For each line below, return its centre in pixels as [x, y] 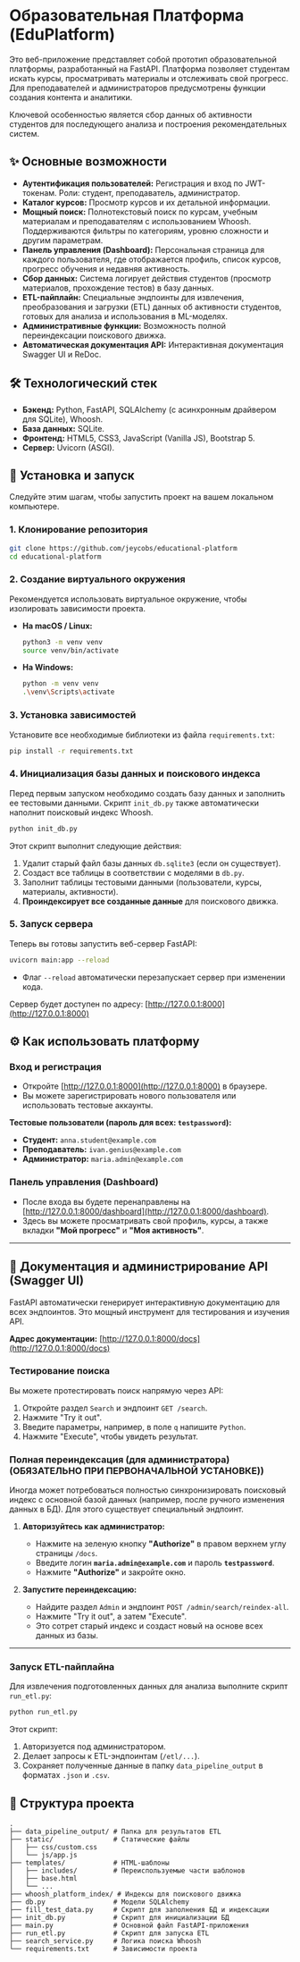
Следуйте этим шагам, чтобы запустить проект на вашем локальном [142, 497]
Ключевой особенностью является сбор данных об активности [131, 114]
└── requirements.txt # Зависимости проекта [104, 1949]
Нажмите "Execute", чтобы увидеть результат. [110, 1436]
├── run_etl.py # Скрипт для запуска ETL [109, 1933]
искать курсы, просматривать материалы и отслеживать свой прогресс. [149, 78]
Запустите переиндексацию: [79, 1590]
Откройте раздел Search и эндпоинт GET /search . [115, 1408]
